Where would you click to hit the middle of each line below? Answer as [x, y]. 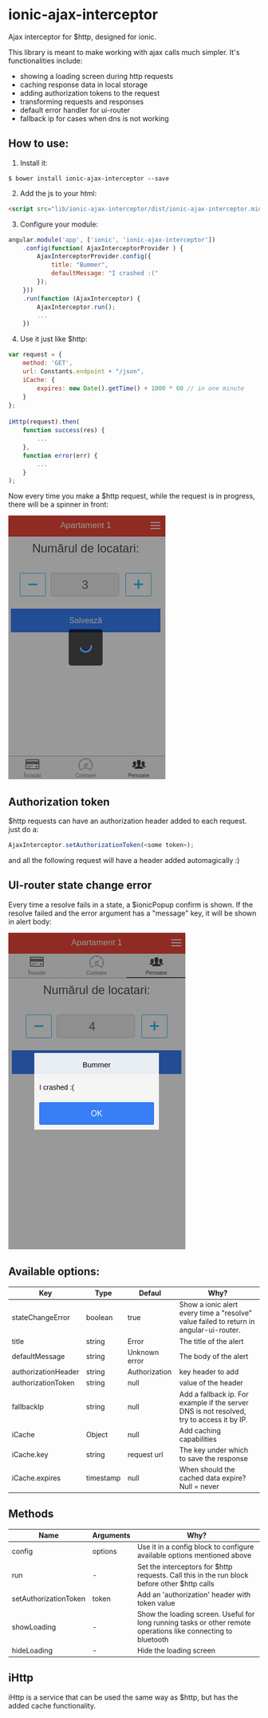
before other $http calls [175, 1583]
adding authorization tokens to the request [90, 93]
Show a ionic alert [208, 1305]
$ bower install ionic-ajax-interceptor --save [89, 178]
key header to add [209, 1372]
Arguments [111, 1535]
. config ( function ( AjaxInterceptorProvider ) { [103, 248]
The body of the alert [214, 1357]
